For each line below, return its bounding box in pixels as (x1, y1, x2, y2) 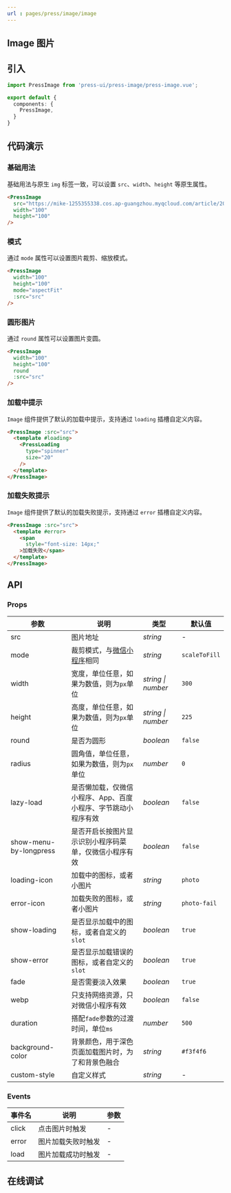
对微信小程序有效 (71, 1001, 127, 1010)
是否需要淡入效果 (71, 977, 127, 987)
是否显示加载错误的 (71, 947, 134, 956)
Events (7, 1091, 31, 1101)
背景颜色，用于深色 (71, 1036, 134, 1046)
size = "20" (25, 454, 54, 461)
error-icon (10, 898, 45, 908)
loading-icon (10, 875, 53, 885)
